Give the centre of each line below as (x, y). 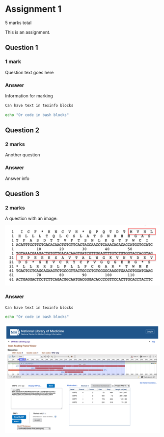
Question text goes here (29, 72)
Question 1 (22, 48)
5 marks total (18, 23)
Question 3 (22, 194)
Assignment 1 (33, 9)
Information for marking (29, 96)
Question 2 (22, 131)
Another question (23, 155)
